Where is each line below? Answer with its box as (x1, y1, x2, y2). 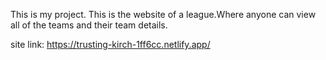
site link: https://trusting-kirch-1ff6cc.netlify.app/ (10, 39, 211, 50)
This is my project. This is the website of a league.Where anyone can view (10, 9, 317, 20)
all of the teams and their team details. (10, 19, 168, 31)
